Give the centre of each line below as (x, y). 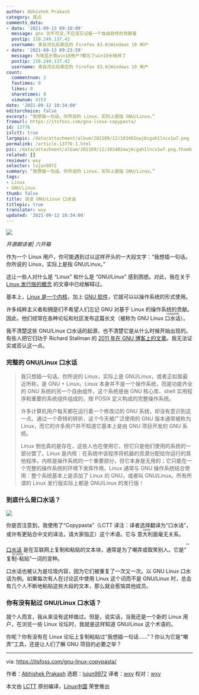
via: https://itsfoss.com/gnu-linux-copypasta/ (61, 661)
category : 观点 (24, 17)
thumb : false (22, 193)
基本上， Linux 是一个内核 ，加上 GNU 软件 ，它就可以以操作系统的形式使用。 (99, 297)
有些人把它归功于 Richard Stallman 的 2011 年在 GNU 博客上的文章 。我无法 (97, 338)
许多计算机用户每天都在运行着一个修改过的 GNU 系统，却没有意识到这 (106, 411)
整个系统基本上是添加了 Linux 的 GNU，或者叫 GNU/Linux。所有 (109, 476)
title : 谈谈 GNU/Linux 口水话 (41, 199)
